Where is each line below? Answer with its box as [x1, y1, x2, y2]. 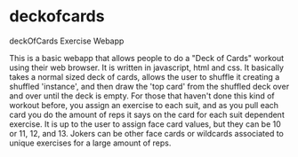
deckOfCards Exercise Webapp [9, 35, 125, 46]
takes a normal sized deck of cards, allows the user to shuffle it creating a [9, 71, 280, 82]
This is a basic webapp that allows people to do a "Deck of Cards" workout [9, 52, 285, 63]
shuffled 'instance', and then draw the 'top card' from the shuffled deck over [9, 81, 290, 91]
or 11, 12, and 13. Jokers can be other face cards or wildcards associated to [9, 128, 285, 138]
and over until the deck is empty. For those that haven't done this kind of [9, 90, 275, 101]
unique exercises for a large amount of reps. [9, 137, 172, 148]
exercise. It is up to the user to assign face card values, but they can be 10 [9, 118, 282, 130]
